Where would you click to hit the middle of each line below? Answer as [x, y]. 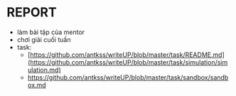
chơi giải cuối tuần [44, 39]
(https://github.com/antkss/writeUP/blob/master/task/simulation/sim [128, 62]
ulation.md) [44, 70]
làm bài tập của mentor [51, 32]
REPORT [32, 12]
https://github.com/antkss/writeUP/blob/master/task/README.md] [127, 55]
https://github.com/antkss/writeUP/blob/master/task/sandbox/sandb [128, 77]
